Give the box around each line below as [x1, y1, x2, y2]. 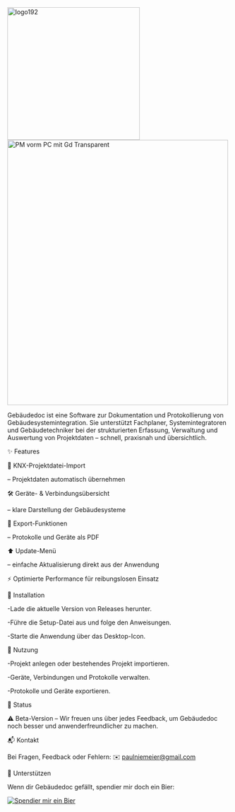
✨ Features [7, 447, 40, 456]
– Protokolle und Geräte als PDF [7, 533, 100, 541]
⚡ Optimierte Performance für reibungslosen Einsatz [7, 574, 159, 583]
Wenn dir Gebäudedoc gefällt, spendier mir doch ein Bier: [7, 783, 175, 791]
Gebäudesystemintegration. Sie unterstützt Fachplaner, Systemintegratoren [7, 419, 227, 427]
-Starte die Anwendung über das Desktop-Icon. [7, 632, 146, 640]
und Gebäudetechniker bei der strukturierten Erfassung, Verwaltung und [7, 426, 218, 434]
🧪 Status [7, 700, 32, 709]
